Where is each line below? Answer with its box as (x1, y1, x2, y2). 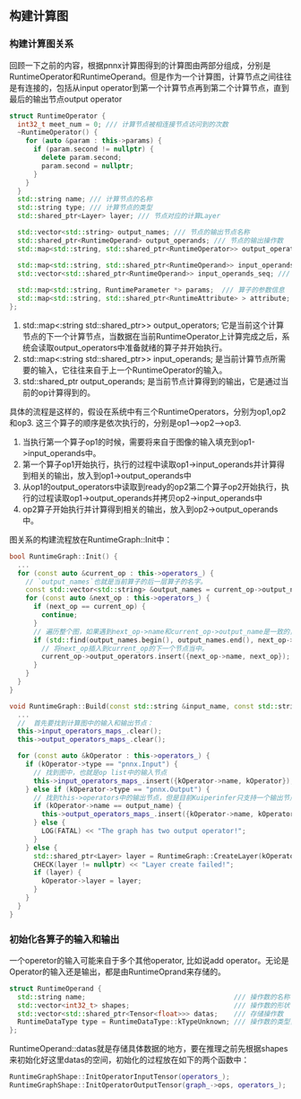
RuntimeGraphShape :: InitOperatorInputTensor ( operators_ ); (9, 1072, 230, 1082)
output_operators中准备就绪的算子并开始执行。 (53, 342, 228, 353)
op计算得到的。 (38, 387, 96, 398)
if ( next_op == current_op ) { (32, 602, 146, 611)
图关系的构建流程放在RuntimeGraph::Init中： (9, 533, 173, 545)
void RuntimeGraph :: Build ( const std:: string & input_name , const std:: (9, 701, 279, 711)
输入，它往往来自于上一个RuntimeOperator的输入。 (38, 365, 228, 375)
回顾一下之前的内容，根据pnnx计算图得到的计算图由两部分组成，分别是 (9, 59, 271, 70)
